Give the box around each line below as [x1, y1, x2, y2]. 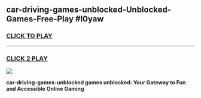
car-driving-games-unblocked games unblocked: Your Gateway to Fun [6, 78, 187, 86]
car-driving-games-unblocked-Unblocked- [6, 5, 172, 15]
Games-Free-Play [6, 14, 74, 24]
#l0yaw [75, 14, 104, 24]
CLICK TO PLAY [6, 32, 53, 40]
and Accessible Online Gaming [6, 85, 84, 92]
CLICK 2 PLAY [6, 54, 48, 62]
